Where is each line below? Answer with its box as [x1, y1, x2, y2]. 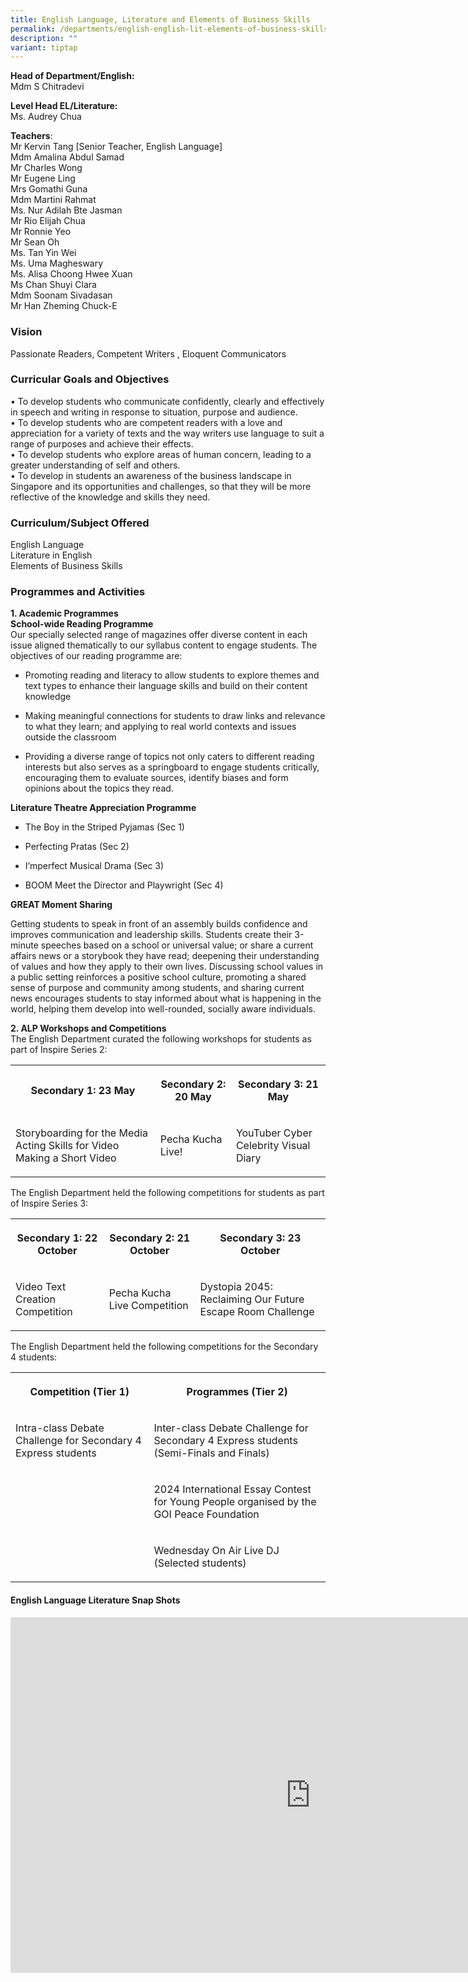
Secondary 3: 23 [219, 1231, 302, 1245]
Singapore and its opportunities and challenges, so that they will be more [10, 480, 312, 492]
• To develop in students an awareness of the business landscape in [10, 469, 292, 481]
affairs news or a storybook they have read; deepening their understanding [10, 950, 320, 962]
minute [10, 939, 39, 951]
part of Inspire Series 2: [10, 1044, 108, 1056]
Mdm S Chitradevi [10, 81, 85, 93]
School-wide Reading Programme [10, 618, 154, 630]
